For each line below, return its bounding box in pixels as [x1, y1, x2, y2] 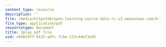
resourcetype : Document [5, 25, 54, 30]
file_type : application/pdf [5, 21, 63, 26]
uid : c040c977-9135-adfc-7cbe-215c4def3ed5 [5, 35, 96, 40]
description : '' [5, 12, 39, 17]
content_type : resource [5, 7, 54, 12]
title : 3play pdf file [5, 30, 52, 35]
